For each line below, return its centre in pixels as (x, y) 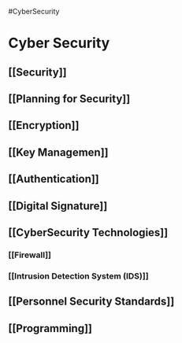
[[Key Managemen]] (58, 152)
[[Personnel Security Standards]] (91, 302)
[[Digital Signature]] (58, 206)
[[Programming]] (50, 328)
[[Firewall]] (30, 255)
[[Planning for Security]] (69, 99)
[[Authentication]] (54, 179)
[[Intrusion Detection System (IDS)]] (78, 276)
